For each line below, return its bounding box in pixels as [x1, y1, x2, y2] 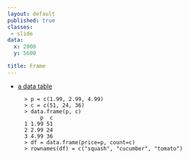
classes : [7, 23, 33, 30]
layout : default [7, 10, 55, 18]
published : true [7, 17, 55, 24]
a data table [17, 82, 53, 90]
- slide [10, 30, 33, 37]
